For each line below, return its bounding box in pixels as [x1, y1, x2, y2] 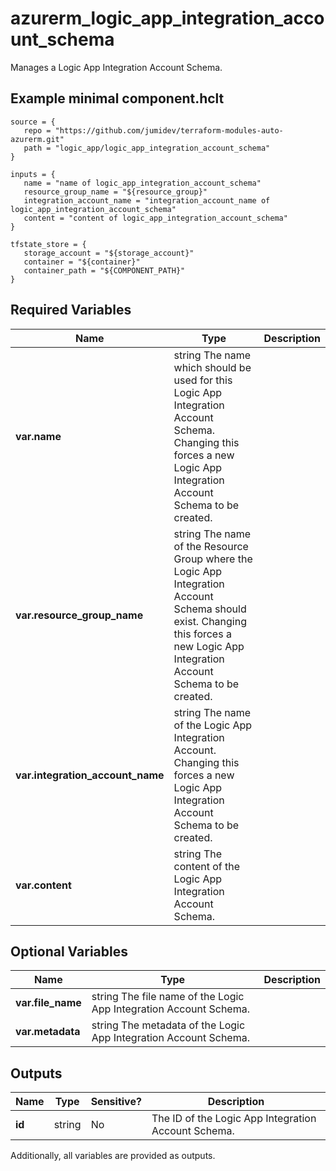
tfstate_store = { [10, 239, 87, 249]
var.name [15, 429, 62, 443]
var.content [15, 878, 72, 892]
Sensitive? [90, 1095, 142, 1109]
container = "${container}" [23, 257, 141, 267]
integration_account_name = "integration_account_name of [23, 195, 271, 206]
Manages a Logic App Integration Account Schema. [10, 61, 223, 73]
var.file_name [15, 996, 82, 1010]
